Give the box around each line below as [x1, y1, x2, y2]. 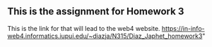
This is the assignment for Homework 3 [7, 6, 184, 18]
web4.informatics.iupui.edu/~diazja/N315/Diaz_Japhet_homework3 [7, 32, 203, 40]
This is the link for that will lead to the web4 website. [7, 24, 160, 32]
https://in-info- [161, 24, 205, 32]
